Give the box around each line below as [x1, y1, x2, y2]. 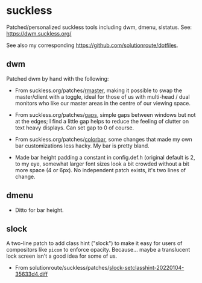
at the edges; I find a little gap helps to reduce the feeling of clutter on [14, 117, 189, 125]
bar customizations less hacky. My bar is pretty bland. [14, 142, 150, 149]
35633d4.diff [14, 270, 48, 278]
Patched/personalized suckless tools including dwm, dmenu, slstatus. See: [6, 23, 192, 31]
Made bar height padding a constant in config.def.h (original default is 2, [14, 154, 195, 161]
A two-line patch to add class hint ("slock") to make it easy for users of [6, 240, 183, 247]
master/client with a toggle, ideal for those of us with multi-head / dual [14, 93, 190, 100]
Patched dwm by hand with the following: [6, 75, 109, 82]
